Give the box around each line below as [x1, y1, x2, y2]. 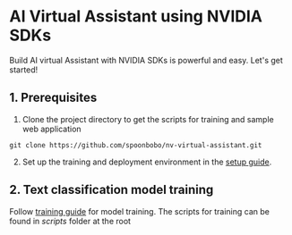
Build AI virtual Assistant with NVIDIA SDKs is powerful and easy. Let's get [9, 55, 284, 65]
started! [9, 64, 39, 75]
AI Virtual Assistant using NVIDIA [9, 6, 262, 27]
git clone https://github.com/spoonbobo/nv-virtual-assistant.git [9, 140, 262, 149]
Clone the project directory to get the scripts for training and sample [21, 113, 275, 124]
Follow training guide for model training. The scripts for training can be [9, 206, 271, 216]
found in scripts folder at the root [9, 215, 132, 226]
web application [21, 123, 82, 134]
